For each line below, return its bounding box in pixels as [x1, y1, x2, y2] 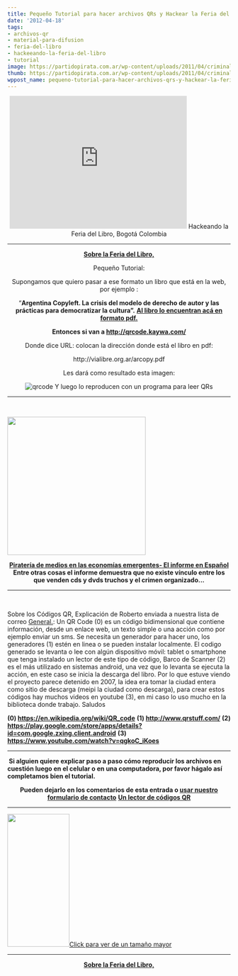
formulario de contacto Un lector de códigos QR [47, 793, 191, 802]
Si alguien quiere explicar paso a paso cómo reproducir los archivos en [8, 757, 222, 766]
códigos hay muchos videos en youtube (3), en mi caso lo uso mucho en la [7, 693, 227, 701]
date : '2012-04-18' [7, 17, 65, 24]
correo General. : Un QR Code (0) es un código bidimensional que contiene [7, 618, 225, 626]
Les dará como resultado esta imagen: [62, 369, 176, 378]
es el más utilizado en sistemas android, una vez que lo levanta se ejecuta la [7, 663, 230, 671]
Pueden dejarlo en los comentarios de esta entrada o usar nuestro [20, 785, 218, 794]
